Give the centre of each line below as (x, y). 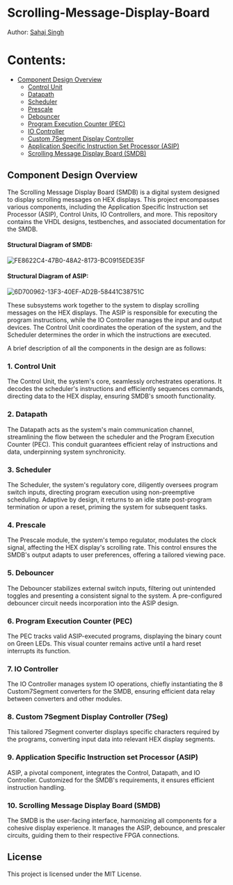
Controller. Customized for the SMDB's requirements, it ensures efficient (111, 780)
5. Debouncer (31, 573)
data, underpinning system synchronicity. (67, 452)
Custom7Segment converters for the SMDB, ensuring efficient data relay (111, 692)
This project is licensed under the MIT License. (74, 874)
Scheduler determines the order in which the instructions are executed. (109, 335)
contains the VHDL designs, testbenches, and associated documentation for (116, 221)
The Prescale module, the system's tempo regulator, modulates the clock (112, 540)
